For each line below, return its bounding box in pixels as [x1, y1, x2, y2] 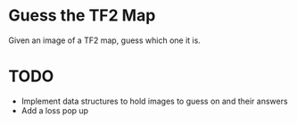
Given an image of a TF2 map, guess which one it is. [8, 35, 202, 46]
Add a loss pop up [21, 104, 89, 116]
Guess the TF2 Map [8, 5, 156, 26]
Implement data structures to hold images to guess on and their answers [21, 96, 288, 106]
